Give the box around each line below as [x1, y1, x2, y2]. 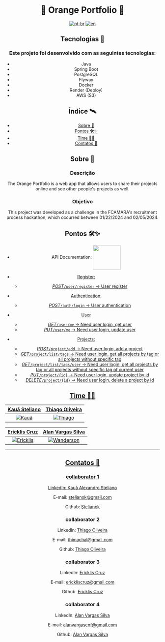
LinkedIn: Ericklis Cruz [59, 570, 106, 576]
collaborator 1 [66, 473, 99, 480]
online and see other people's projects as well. [35, 186, 130, 192]
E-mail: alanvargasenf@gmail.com [48, 622, 117, 628]
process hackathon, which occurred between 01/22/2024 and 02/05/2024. [6, 214, 159, 220]
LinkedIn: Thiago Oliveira [57, 527, 108, 533]
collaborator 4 [65, 601, 100, 608]
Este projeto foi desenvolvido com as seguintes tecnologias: [9, 50, 156, 57]
